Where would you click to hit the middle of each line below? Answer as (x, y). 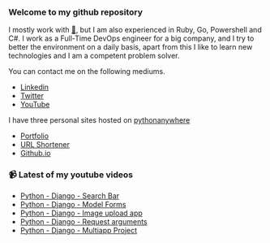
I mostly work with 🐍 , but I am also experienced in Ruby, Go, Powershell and (135, 30)
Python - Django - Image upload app (81, 213)
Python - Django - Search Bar (70, 195)
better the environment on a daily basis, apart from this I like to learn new (131, 47)
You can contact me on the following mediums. (87, 72)
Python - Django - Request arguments (84, 221)
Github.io (35, 154)
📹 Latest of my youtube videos (71, 175)
